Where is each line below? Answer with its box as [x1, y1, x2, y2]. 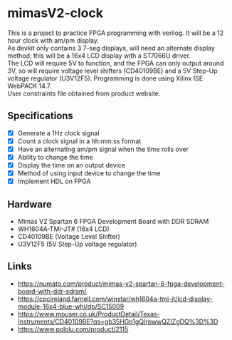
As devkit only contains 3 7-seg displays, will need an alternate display [7, 43, 216, 52]
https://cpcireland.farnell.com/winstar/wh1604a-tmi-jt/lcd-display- [17, 294, 213, 303]
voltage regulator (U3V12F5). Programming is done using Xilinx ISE [7, 73, 204, 83]
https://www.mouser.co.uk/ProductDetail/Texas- [17, 309, 160, 318]
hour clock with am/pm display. [7, 36, 100, 44]
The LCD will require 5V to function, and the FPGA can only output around [7, 58, 224, 67]
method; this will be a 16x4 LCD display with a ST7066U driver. [7, 51, 191, 60]
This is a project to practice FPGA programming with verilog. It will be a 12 [7, 29, 224, 37]
